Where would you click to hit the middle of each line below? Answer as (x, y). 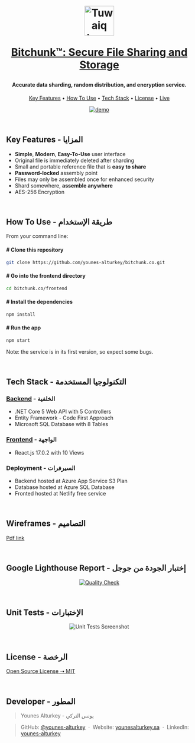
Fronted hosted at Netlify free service (60, 494)
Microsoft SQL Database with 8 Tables (61, 424)
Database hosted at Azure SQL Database (64, 487)
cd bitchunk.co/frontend (37, 288)
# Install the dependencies (39, 302)
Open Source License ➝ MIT (41, 671)
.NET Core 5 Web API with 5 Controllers (63, 412)
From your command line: (37, 236)
